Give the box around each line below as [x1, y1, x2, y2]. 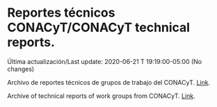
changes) [7, 65, 35, 73]
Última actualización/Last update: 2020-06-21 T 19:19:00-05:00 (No [7, 57, 202, 65]
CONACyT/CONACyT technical [7, 19, 190, 35]
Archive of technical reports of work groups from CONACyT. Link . [7, 92, 196, 100]
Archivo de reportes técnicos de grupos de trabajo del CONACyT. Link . [7, 78, 211, 86]
